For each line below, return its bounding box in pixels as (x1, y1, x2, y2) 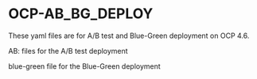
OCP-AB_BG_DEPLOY (8, 5, 154, 23)
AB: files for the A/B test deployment (8, 46, 129, 55)
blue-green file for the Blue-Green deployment (8, 61, 161, 71)
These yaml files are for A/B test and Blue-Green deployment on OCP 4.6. (8, 31, 250, 40)
